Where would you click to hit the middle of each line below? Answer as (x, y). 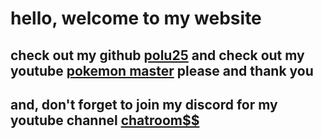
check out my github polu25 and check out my (157, 55)
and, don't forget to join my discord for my (144, 104)
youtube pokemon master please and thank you (162, 70)
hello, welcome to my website (136, 18)
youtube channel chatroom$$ (105, 120)
